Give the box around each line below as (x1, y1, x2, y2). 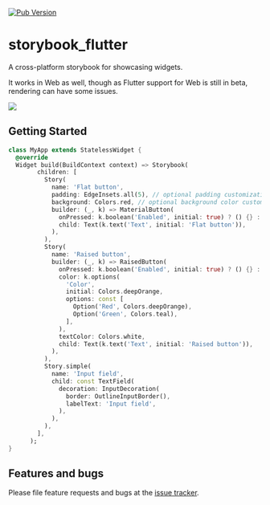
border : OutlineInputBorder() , (65, 392, 171, 401)
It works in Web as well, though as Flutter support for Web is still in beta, (8, 77, 248, 88)
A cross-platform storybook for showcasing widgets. (8, 62, 183, 71)
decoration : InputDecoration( (59, 385, 160, 393)
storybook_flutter (8, 36, 129, 54)
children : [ (37, 169, 78, 177)
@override (15, 153, 48, 161)
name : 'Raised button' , (51, 250, 131, 259)
